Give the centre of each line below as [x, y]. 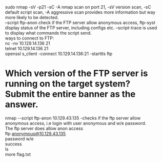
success [13, 144]
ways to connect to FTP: [30, 38]
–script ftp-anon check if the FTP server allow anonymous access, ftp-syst [80, 22]
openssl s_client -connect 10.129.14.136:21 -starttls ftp [59, 54]
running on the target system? [68, 84]
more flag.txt [18, 154]
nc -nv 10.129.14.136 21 [28, 43]
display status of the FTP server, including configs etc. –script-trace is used [81, 28]
